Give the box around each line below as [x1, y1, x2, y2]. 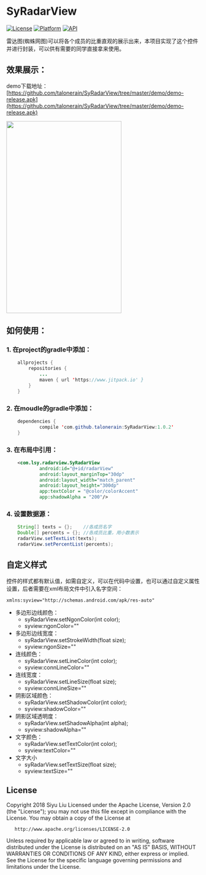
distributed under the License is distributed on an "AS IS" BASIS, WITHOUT [6, 844, 196, 851]
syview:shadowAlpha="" [24, 726, 87, 733]
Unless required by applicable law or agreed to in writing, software [6, 837, 175, 844]
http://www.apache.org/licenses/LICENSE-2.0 [14, 826, 131, 833]
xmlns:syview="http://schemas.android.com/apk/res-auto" [6, 597, 155, 603]
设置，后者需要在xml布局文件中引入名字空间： [6, 585, 123, 592]
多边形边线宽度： [15, 629, 59, 637]
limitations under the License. [6, 863, 81, 871]
